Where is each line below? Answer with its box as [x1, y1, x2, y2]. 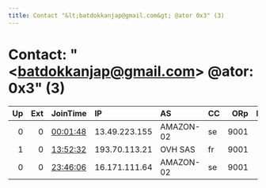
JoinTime [51, 107, 87, 118]
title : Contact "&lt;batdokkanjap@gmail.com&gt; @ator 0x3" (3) [8, 11, 225, 20]
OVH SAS [160, 144, 196, 155]
